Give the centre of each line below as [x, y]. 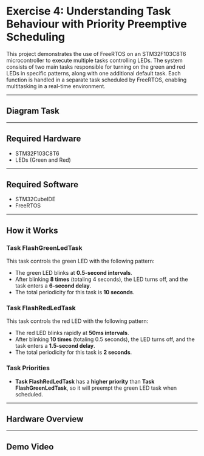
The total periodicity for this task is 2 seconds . [73, 352]
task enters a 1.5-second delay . [55, 346]
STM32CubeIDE [35, 199]
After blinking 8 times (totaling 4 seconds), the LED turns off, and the [101, 279]
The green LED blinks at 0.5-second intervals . [73, 273]
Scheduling [36, 37]
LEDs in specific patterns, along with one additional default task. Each [93, 73]
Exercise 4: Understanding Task [89, 11]
